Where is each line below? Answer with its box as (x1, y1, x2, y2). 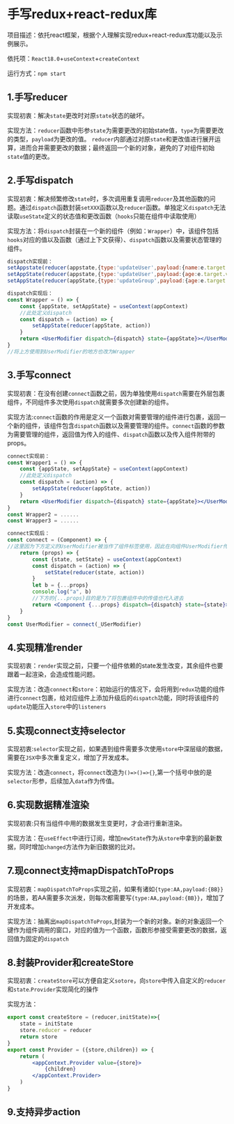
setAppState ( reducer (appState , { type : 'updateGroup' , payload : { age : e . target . (7, 277, 229, 284)
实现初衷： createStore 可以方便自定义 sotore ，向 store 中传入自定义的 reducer (7, 976, 226, 985)
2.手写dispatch (7, 175, 74, 187)
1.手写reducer (7, 91, 68, 103)
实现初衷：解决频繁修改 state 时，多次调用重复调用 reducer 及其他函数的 (7, 194, 210, 203)
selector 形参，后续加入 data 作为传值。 (7, 777, 118, 785)
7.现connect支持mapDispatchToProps (7, 865, 174, 877)
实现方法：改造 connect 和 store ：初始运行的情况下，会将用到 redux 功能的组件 (7, 685, 225, 693)
